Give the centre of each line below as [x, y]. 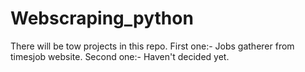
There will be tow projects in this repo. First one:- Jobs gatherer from [152, 46]
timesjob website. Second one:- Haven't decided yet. [120, 56]
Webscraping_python [102, 18]
